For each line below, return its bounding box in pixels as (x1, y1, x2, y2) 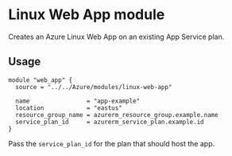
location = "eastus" (15, 103, 123, 112)
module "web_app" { (8, 76, 73, 84)
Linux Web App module (8, 6, 165, 24)
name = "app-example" (15, 97, 141, 105)
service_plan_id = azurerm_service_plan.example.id (15, 118, 204, 126)
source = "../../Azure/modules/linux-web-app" (15, 83, 172, 91)
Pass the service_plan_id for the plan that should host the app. (8, 138, 215, 148)
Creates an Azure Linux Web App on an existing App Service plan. (8, 32, 225, 41)
